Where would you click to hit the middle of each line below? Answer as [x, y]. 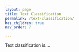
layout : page [18, 9]
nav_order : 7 [18, 27]
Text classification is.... [28, 45]
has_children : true [25, 23]
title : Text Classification [33, 14]
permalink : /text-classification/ [40, 18]
